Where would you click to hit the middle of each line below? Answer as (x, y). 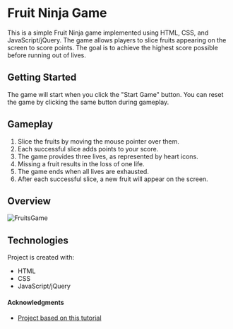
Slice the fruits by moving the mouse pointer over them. (98, 141)
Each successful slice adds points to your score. (88, 149)
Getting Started (42, 77)
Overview (29, 201)
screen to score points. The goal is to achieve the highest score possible (113, 47)
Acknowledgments (36, 302)
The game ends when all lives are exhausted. (83, 171)
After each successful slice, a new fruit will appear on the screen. (113, 179)
